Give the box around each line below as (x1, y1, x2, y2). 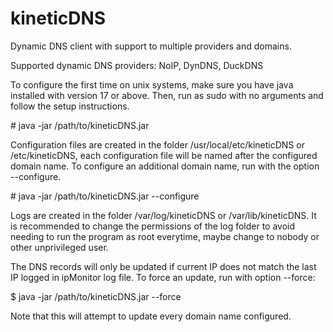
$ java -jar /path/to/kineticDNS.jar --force (10, 290, 182, 302)
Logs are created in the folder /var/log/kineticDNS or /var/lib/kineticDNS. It (10, 209, 317, 221)
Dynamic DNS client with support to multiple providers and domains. (10, 40, 292, 52)
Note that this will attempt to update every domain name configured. (10, 310, 292, 322)
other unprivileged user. (10, 241, 109, 253)
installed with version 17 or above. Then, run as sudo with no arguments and (10, 89, 324, 101)
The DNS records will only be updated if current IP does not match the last (10, 260, 317, 272)
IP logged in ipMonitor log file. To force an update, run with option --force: (10, 271, 316, 283)
